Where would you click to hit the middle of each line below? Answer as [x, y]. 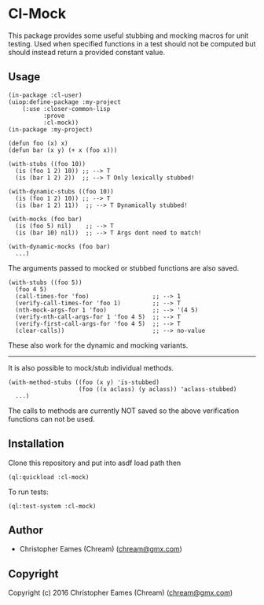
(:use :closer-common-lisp [66, 109]
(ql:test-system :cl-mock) [52, 506]
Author [26, 530]
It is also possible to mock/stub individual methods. [91, 367]
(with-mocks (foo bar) [45, 219]
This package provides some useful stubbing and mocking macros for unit [128, 35]
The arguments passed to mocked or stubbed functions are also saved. [124, 267]
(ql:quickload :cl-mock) [49, 477]
